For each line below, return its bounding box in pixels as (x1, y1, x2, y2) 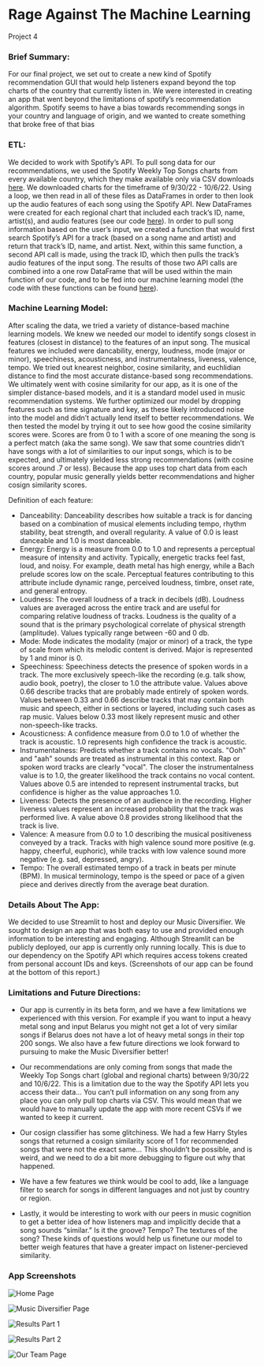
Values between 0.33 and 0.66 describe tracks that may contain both (19, 695, 244, 704)
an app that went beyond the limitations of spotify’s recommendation (8, 95, 231, 104)
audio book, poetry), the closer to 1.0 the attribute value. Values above (19, 678, 248, 687)
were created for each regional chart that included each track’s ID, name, (8, 208, 246, 217)
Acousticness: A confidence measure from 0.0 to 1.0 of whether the (19, 728, 240, 738)
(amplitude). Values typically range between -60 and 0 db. (19, 627, 210, 637)
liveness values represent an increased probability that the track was (19, 803, 244, 814)
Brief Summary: (8, 51, 70, 62)
